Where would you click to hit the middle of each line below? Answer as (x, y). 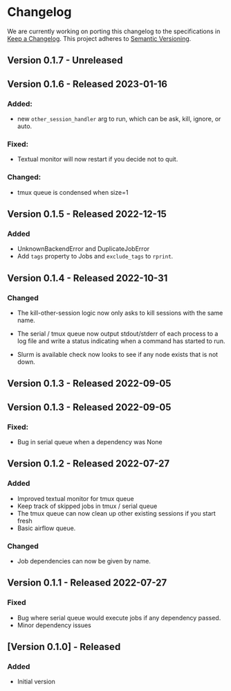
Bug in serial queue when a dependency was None (90, 442)
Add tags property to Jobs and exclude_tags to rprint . (95, 256)
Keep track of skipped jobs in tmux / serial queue (87, 506)
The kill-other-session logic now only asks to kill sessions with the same (120, 313)
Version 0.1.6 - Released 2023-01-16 (87, 84)
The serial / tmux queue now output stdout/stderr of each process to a (118, 333)
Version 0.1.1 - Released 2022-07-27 (87, 583)
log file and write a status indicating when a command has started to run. (121, 341)
